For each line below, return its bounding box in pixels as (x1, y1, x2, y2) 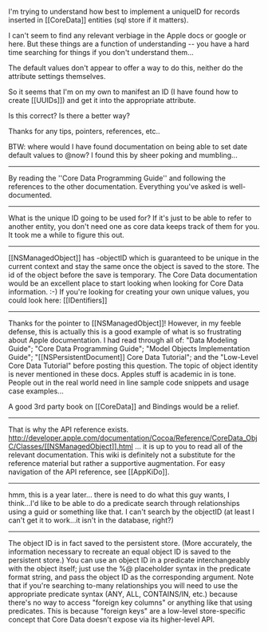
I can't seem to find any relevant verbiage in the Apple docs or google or (8, 31, 247, 40)
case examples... (8, 386, 64, 396)
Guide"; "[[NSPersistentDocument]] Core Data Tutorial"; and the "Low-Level (8, 353, 258, 361)
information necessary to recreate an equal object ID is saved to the (8, 547, 231, 556)
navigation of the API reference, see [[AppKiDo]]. (8, 467, 170, 476)
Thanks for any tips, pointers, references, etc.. (8, 127, 161, 136)
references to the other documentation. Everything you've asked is (8, 182, 228, 191)
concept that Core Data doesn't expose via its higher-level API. (8, 614, 215, 624)
